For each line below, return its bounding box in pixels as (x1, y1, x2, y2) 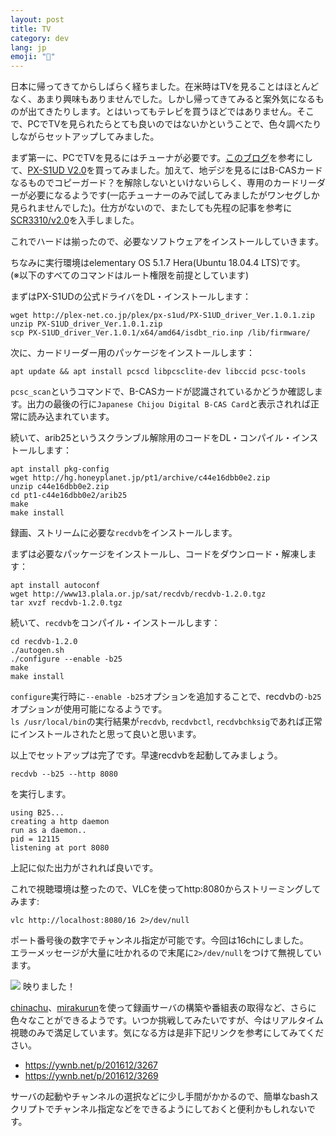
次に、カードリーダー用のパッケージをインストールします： (10, 347, 256, 359)
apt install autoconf (10, 581, 101, 591)
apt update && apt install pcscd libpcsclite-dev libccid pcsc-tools (10, 367, 307, 377)
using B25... (10, 808, 65, 818)
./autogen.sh (10, 646, 65, 656)
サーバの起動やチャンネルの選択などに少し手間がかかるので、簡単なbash (10, 1091, 311, 1103)
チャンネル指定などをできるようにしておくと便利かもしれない (53, 1103, 308, 1115)
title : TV (10, 24, 52, 34)
